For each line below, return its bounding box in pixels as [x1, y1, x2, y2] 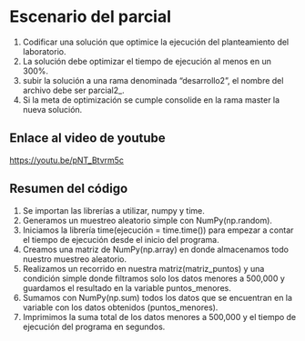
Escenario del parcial [9, 6, 171, 27]
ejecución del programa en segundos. [22, 321, 166, 332]
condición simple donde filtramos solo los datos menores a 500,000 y [22, 273, 285, 284]
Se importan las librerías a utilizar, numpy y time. [22, 205, 205, 216]
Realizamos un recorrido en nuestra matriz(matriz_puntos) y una [22, 263, 265, 274]
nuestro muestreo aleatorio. [22, 253, 127, 265]
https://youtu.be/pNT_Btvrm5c [9, 155, 125, 165]
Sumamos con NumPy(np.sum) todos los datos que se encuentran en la [22, 292, 293, 303]
